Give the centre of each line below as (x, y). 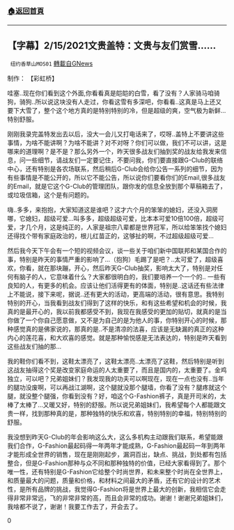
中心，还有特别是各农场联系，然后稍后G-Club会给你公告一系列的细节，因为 (115, 169)
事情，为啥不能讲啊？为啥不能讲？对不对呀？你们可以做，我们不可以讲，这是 (117, 143)
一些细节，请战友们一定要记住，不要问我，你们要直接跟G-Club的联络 (124, 160)
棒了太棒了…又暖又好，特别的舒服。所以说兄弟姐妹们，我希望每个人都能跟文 (117, 405)
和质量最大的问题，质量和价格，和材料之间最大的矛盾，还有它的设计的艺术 (114, 481)
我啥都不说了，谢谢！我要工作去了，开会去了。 (74, 507)
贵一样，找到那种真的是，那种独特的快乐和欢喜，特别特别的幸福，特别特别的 (117, 414)
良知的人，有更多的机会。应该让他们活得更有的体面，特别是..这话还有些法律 (116, 286)
